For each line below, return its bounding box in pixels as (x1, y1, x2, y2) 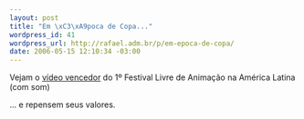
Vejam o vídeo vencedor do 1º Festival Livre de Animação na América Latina (9, 72, 296, 83)
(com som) (9, 82, 50, 93)
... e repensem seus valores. (9, 99, 116, 110)
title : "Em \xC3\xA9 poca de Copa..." (9, 22, 153, 31)
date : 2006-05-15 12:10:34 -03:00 (9, 47, 142, 56)
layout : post (9, 13, 59, 23)
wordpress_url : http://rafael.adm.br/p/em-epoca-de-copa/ (9, 38, 235, 48)
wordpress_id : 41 (9, 30, 76, 39)
